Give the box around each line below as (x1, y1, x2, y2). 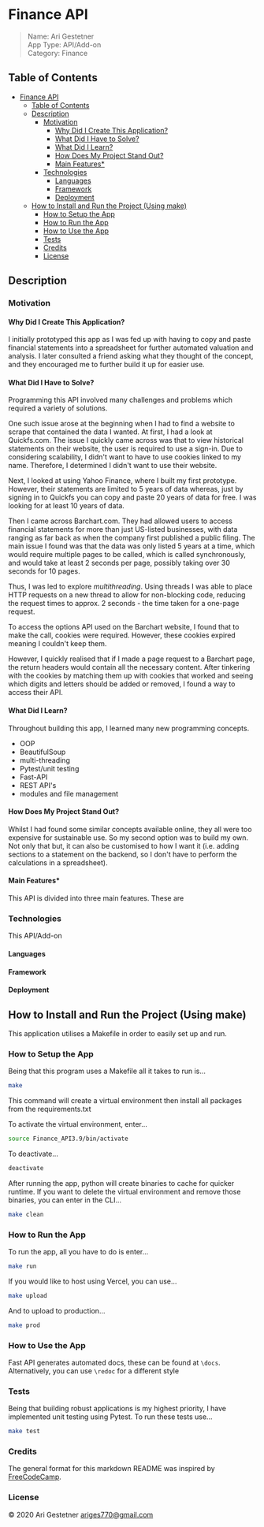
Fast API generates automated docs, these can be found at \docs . (8, 1358, 221, 1367)
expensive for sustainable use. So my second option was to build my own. (8, 833, 249, 842)
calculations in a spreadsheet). (8, 857, 108, 868)
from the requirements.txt (8, 1105, 92, 1114)
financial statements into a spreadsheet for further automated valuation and (8, 343, 254, 352)
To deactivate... (8, 1149, 59, 1159)
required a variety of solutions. (8, 403, 108, 413)
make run (8, 1262, 37, 1270)
